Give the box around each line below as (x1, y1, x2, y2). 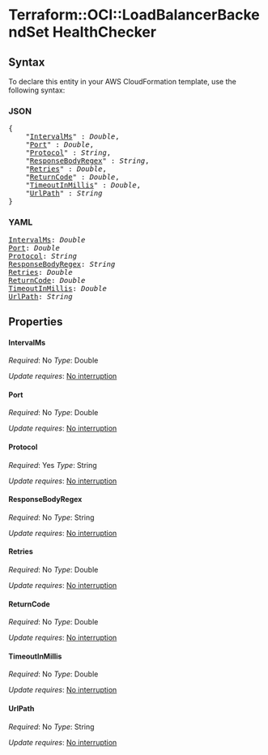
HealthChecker (52, 23, 156, 41)
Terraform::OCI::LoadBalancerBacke (8, 6, 261, 24)
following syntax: (8, 85, 66, 95)
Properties (8, 315, 63, 328)
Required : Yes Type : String (8, 460, 97, 470)
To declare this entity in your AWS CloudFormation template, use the (8, 77, 236, 86)
